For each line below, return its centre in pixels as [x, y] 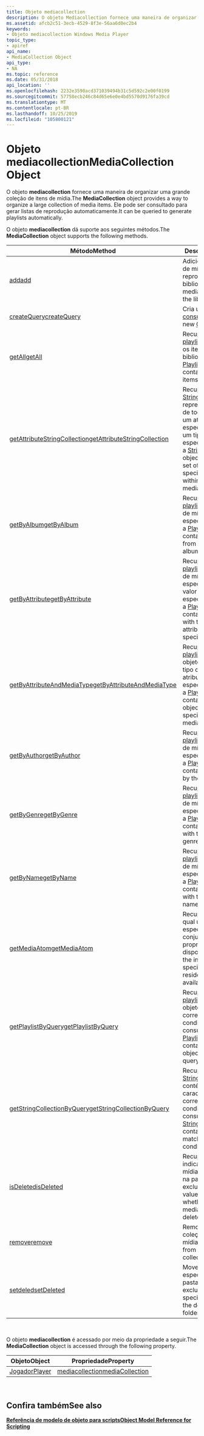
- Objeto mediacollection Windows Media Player [68, 35]
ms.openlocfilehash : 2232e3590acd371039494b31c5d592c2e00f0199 [88, 91]
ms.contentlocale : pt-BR [38, 108]
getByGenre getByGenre [43, 815]
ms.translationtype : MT [36, 102]
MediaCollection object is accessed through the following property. [91, 1346]
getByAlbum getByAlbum [44, 525]
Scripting [18, 1426]
